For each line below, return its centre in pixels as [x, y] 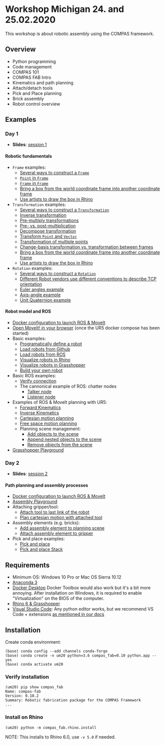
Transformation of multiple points [54, 241]
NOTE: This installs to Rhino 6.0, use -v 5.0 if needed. [60, 737]
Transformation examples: [39, 204]
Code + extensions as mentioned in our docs [58, 614]
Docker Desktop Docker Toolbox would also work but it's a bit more [81, 588]
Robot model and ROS [28, 311]
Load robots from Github [45, 349]
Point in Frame [34, 178]
